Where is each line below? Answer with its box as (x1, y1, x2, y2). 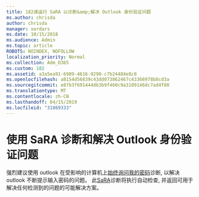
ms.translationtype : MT (6, 88, 67, 94)
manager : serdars (6, 25, 50, 32)
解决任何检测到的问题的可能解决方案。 (6, 184, 102, 192)
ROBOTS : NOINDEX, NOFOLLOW (6, 48, 75, 55)
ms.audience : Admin (6, 37, 56, 43)
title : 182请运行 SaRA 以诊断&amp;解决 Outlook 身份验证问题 (6, 8, 152, 15)
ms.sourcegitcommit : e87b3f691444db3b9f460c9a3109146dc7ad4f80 (6, 82, 170, 88)
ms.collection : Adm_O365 (6, 59, 69, 65)
